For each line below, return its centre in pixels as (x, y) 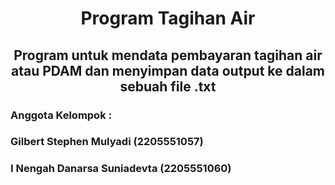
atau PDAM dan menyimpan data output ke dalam (168, 70)
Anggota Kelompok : (61, 115)
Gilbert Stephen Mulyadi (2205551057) (107, 142)
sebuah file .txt (168, 86)
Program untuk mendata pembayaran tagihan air (168, 55)
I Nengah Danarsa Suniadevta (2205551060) (121, 169)
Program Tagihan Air (168, 18)
